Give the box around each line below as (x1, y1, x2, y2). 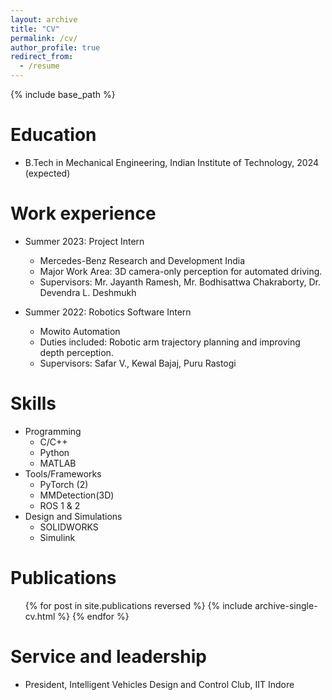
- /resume (19, 61, 60, 71)
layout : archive (10, 14, 78, 25)
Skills (10, 392, 57, 415)
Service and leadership (10, 645, 207, 668)
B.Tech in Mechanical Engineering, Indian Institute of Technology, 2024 (24, 156, 320, 168)
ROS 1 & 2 (39, 499, 81, 511)
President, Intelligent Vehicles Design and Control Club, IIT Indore (24, 678, 295, 690)
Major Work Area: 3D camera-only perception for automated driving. (39, 265, 323, 277)
